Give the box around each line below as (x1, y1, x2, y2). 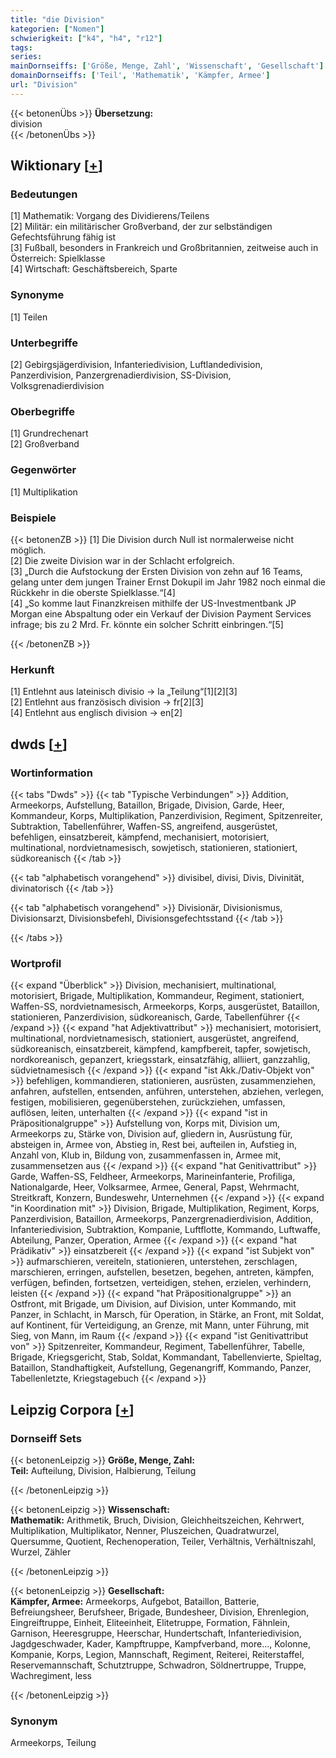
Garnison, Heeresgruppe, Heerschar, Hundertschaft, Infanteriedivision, (10, 1627, 302, 1639)
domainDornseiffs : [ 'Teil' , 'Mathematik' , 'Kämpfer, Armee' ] (10, 71, 271, 81)
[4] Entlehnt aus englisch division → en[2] (10, 707, 183, 719)
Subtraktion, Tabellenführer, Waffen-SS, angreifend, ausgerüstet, (10, 820, 278, 832)
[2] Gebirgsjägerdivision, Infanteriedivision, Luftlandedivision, (10, 359, 263, 371)
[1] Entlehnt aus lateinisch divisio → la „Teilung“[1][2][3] (10, 686, 238, 698)
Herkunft (10, 662, 55, 676)
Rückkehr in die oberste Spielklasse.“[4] (10, 586, 176, 598)
